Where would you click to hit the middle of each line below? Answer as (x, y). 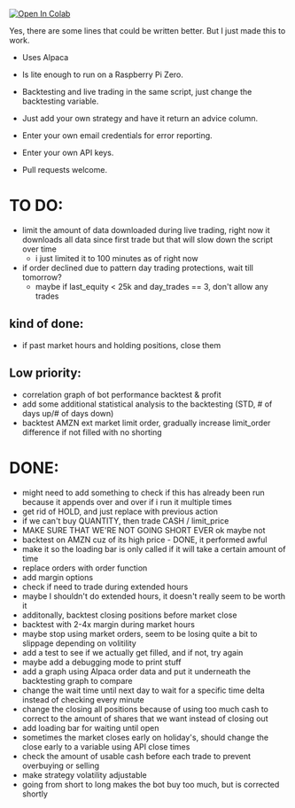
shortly (35, 794)
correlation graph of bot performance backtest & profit (121, 394)
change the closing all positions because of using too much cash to (145, 709)
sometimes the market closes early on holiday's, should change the (145, 737)
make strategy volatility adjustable (85, 774)
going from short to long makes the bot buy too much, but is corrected (151, 784)
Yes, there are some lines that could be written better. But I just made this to (147, 31)
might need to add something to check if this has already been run (144, 493)
